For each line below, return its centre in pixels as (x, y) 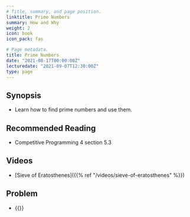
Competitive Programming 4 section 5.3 (63, 142)
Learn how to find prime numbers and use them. (73, 110)
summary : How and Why (33, 22)
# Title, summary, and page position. (54, 11)
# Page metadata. (27, 50)
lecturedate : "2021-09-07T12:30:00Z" (53, 66)
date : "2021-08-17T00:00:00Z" (43, 60)
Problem (22, 194)
